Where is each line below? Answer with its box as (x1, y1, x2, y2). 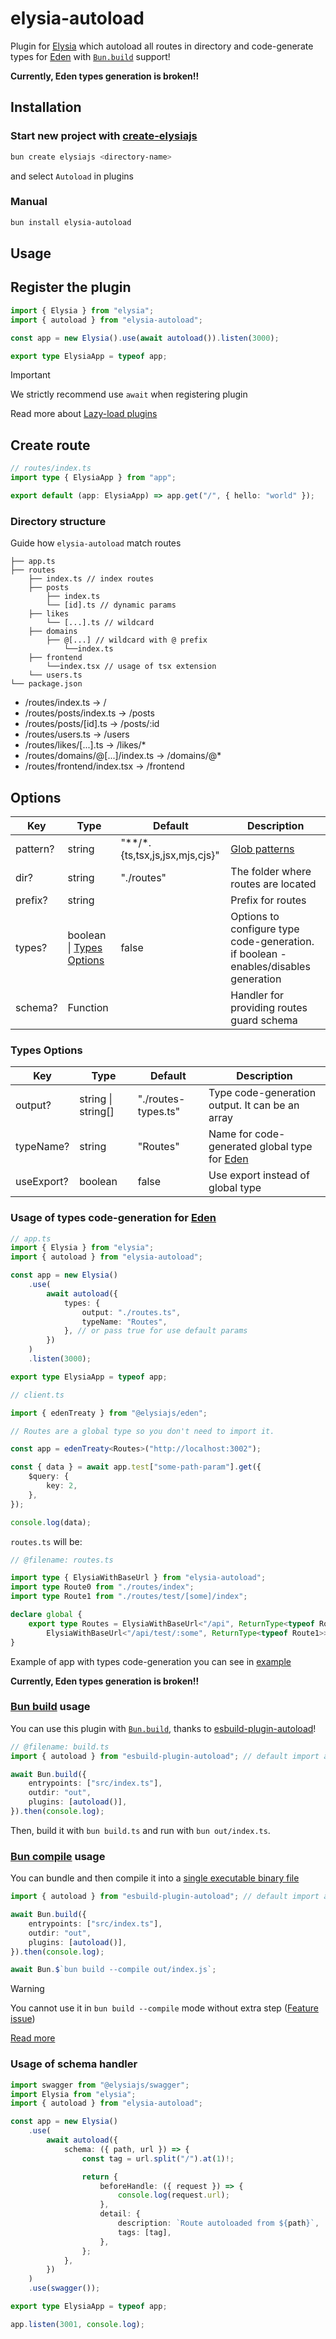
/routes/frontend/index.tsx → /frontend (24, 760, 185, 772)
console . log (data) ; (10, 1517, 92, 1527)
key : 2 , (46, 1481, 78, 1491)
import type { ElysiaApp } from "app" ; (10, 473, 177, 483)
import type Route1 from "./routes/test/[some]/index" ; (10, 1592, 248, 1602)
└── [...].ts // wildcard (46, 618, 155, 628)
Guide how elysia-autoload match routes (10, 537, 182, 549)
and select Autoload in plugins (10, 170, 134, 182)
